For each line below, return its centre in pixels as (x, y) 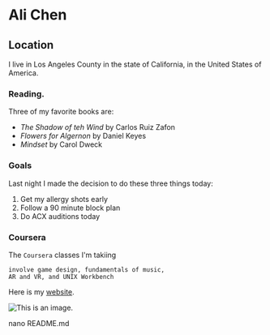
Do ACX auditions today (60, 216)
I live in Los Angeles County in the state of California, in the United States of (135, 64)
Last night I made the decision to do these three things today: (111, 183)
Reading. (26, 93)
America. (24, 73)
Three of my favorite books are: (61, 112)
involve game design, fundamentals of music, (86, 269)
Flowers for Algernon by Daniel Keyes (83, 136)
